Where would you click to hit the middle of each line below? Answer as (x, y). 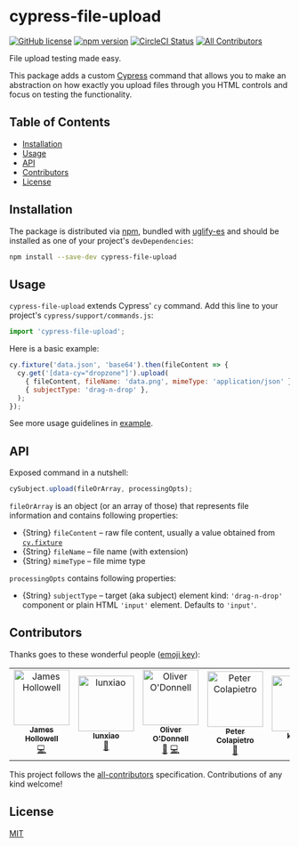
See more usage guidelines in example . (81, 423)
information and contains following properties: (94, 516)
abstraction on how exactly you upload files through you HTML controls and (149, 85)
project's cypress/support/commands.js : (81, 315)
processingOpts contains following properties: (93, 578)
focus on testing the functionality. (71, 94)
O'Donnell (171, 738)
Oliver (171, 730)
